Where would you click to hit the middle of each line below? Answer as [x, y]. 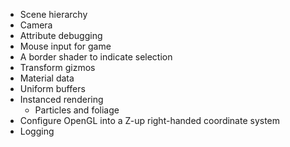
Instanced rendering [61, 99]
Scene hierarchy [53, 14]
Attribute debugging [61, 35]
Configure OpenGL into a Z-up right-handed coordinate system [150, 120]
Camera [36, 25]
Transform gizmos [57, 67]
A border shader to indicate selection [96, 57]
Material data [47, 78]
